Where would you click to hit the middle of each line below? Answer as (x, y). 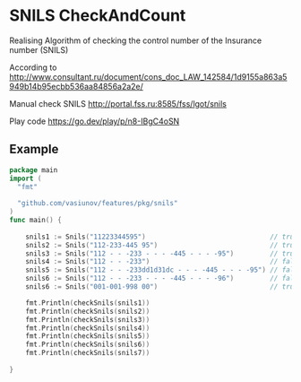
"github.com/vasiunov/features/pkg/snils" (98, 204)
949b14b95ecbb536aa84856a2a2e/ (76, 86)
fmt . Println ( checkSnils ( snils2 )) (88, 311)
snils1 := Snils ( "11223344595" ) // (152, 237)
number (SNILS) (39, 49)
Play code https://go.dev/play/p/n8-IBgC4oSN (95, 121)
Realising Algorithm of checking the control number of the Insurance (136, 40)
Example (34, 149)
